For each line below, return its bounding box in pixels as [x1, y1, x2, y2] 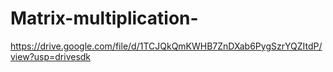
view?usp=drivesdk [10, 50, 92, 62]
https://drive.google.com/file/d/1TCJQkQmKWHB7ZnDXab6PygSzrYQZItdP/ [10, 40, 323, 52]
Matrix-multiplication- [10, 7, 199, 30]
